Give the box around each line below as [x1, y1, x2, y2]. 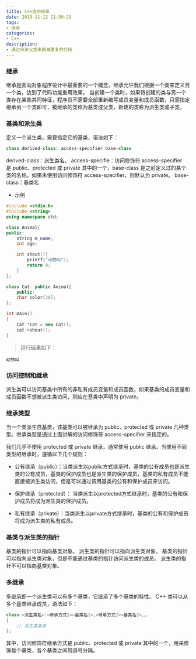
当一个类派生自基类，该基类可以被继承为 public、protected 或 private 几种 [6, 424, 184, 431]
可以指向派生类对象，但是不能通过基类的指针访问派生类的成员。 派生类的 [6, 555, 181, 562]
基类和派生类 [6, 119, 43, 128]
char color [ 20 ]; [16, 295, 57, 301]
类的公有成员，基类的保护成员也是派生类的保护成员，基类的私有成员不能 [14, 470, 188, 477]
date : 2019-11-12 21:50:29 [6, 14, 72, 20]
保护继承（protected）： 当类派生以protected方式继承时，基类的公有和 [14, 490, 183, 497]
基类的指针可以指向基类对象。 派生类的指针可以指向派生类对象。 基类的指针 [6, 548, 188, 555]
